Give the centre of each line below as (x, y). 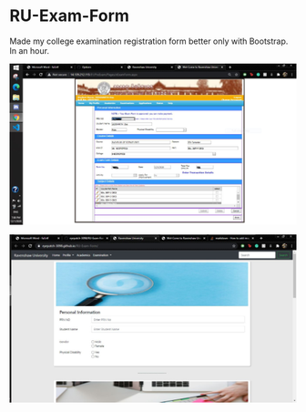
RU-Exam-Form (70, 16)
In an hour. (30, 50)
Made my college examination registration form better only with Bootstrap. (149, 41)
